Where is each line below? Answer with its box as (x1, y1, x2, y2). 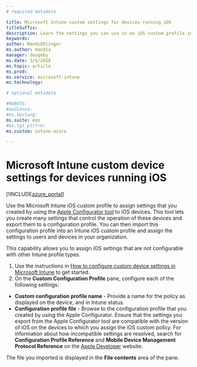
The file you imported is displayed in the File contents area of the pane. (6, 354, 179, 361)
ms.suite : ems (6, 117, 41, 123)
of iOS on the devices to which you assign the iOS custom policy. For (14, 324, 181, 331)
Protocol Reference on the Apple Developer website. (14, 343, 143, 350)
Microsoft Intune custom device (6, 158, 165, 172)
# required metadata (6, 8, 57, 15)
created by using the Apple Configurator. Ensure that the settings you (14, 312, 183, 319)
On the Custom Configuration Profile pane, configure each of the (14, 275, 174, 282)
